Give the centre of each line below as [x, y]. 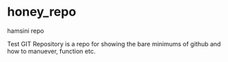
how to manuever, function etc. [51, 51]
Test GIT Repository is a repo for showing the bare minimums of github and [114, 44]
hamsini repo [26, 31]
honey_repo [42, 12]
